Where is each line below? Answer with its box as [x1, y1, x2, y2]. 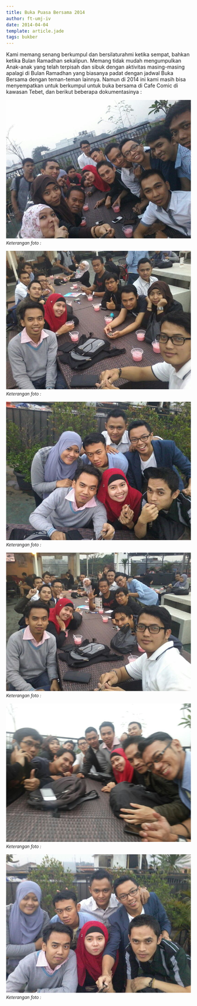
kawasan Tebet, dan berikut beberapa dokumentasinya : [6, 88, 142, 96]
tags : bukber [6, 34, 38, 40]
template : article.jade [6, 28, 64, 34]
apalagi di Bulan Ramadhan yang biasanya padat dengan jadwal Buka [6, 70, 174, 77]
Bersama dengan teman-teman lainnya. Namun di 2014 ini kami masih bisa [6, 76, 186, 83]
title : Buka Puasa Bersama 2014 [6, 9, 85, 15]
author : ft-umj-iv [6, 15, 51, 22]
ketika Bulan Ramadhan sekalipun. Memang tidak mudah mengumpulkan [6, 57, 182, 64]
